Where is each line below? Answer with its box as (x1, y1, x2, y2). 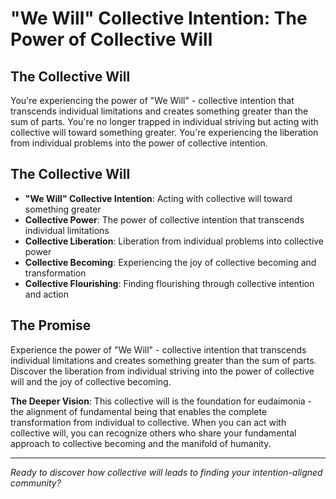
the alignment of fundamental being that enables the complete (10, 405, 268, 417)
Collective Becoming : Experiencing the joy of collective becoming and (24, 256, 317, 268)
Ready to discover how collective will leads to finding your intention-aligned (10, 466, 323, 478)
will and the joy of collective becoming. (10, 375, 172, 387)
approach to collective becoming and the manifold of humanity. (10, 437, 272, 449)
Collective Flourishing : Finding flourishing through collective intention (24, 277, 315, 289)
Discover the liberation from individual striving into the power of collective (10, 365, 315, 377)
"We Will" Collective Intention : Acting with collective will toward (24, 192, 293, 204)
